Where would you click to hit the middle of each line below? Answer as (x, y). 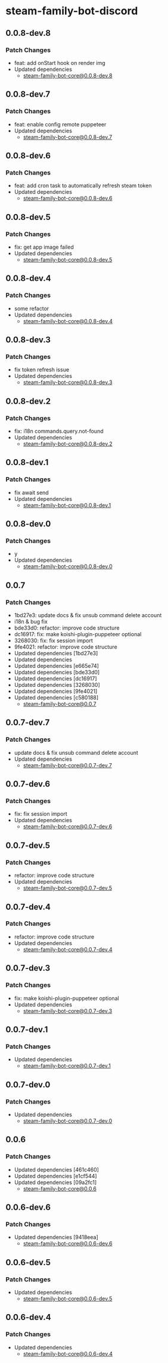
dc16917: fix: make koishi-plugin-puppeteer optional (78, 634)
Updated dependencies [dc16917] (55, 679)
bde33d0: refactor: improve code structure (67, 628)
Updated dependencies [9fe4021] (56, 691)
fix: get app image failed (44, 247)
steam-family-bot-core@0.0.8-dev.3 (68, 382)
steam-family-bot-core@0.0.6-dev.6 (68, 1244)
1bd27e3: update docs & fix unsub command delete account (88, 615)
